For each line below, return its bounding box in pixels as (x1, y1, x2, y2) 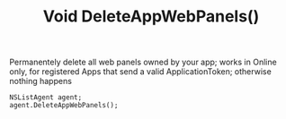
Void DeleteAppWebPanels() (42, 6, 260, 27)
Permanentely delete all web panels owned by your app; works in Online (9, 56, 277, 68)
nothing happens (9, 76, 72, 87)
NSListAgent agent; (9, 93, 83, 102)
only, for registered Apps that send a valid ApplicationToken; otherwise (9, 66, 272, 77)
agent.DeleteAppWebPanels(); (9, 101, 119, 110)
